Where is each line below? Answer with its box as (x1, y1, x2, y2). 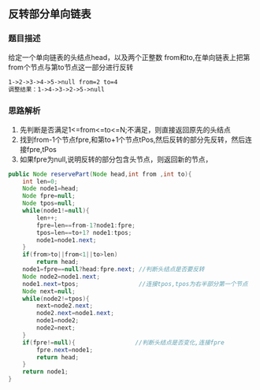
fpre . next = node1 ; (36, 346, 93, 354)
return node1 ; (22, 368, 69, 376)
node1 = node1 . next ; (36, 236, 97, 244)
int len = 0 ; (22, 177, 58, 185)
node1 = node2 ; (36, 317, 80, 325)
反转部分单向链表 (8, 7, 91, 21)
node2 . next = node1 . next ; (36, 310, 114, 318)
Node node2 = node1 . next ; (22, 273, 101, 280)
